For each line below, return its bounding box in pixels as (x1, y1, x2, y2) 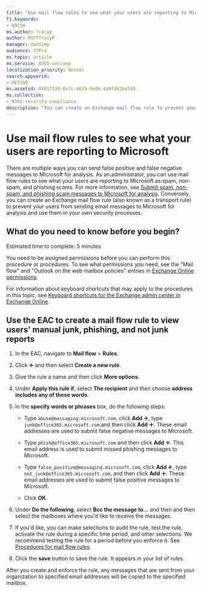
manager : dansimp (6, 42, 50, 48)
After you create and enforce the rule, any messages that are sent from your (6, 566, 195, 574)
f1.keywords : (6, 16, 39, 22)
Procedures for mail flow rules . (14, 543, 91, 551)
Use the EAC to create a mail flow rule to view (6, 315, 179, 325)
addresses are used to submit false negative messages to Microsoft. (23, 427, 194, 435)
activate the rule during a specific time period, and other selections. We (14, 530, 192, 538)
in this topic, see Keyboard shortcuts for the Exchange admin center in (6, 291, 181, 299)
